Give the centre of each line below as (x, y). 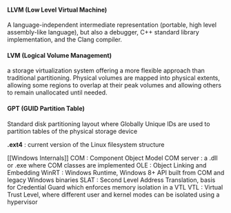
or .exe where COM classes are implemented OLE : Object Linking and (107, 165)
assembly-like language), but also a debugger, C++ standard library (103, 32)
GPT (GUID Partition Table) (46, 108)
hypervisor (22, 202)
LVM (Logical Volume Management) (60, 55)
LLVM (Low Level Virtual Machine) (57, 10)
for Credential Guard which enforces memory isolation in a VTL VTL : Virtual (115, 187)
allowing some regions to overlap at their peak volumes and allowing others (114, 85)
